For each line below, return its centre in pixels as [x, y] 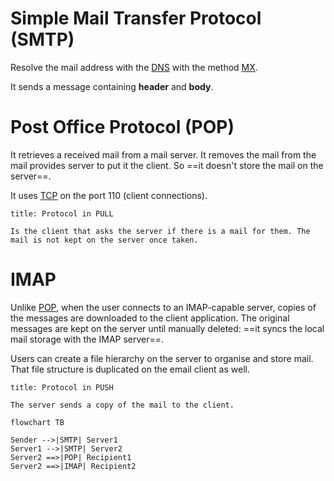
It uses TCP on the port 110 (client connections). [109, 195]
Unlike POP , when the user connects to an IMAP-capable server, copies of [163, 307]
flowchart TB [37, 422]
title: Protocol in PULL [62, 213]
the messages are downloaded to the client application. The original [150, 318]
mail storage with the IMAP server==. [87, 339]
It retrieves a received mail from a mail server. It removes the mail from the [163, 154]
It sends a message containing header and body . [112, 86]
